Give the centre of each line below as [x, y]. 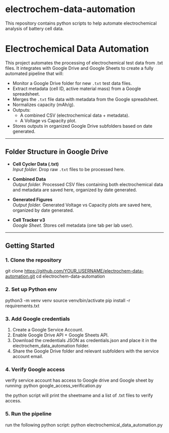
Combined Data [29, 179]
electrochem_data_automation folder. [51, 345]
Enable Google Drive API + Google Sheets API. [61, 335]
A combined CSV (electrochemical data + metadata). [75, 115]
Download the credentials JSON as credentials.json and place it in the [85, 340]
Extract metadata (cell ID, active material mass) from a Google [77, 89]
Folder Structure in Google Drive [57, 152]
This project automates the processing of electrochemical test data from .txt [84, 63]
